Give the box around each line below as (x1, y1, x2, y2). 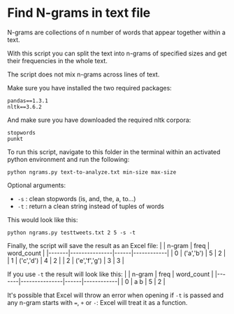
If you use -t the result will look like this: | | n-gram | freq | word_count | (7, 270, 214, 278)
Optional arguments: (7, 181, 66, 189)
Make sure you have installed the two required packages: (7, 83, 173, 92)
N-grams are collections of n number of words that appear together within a (7, 28, 226, 36)
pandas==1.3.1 (7, 97, 49, 104)
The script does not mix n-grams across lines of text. (7, 70, 160, 78)
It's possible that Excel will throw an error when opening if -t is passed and (7, 291, 224, 299)
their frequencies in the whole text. (7, 56, 108, 64)
